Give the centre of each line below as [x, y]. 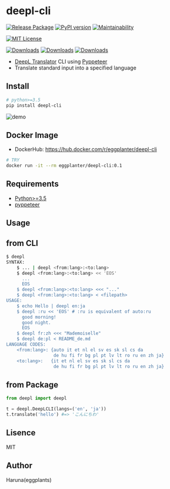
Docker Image [32, 135]
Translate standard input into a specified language [75, 68]
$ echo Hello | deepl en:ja [51, 306]
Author [19, 466]
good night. [36, 323]
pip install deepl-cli [34, 105]
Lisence [21, 433]
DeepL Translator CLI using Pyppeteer [61, 61]
